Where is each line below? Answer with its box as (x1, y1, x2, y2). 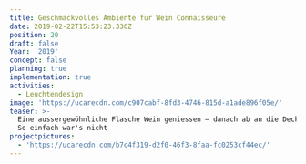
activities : (9, 81, 55, 90)
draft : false (9, 38, 59, 48)
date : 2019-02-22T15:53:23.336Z (9, 22, 132, 31)
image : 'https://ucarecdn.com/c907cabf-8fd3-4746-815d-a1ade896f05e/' (9, 97, 283, 108)
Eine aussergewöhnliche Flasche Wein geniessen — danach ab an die (17, 115, 280, 124)
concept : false (9, 56, 67, 65)
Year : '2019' (9, 47, 59, 56)
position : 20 (9, 30, 59, 39)
